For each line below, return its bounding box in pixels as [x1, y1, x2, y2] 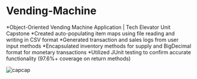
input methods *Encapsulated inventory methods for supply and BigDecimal [6, 42, 192, 50]
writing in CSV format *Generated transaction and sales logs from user [6, 36, 179, 43]
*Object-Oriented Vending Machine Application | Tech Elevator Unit [6, 24, 171, 31]
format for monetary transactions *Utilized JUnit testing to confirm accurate [6, 48, 192, 55]
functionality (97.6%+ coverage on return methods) [6, 55, 131, 62]
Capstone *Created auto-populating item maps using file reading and [6, 29, 175, 37]
